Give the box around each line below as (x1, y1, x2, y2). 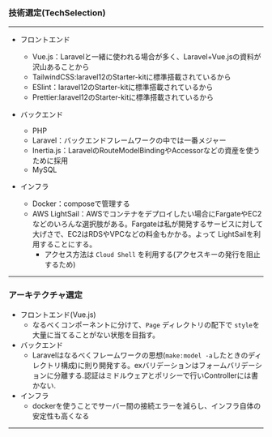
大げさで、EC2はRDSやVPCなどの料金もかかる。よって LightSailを (32, 229, 254, 239)
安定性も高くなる (32, 411, 90, 421)
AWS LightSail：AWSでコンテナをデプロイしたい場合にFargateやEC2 (32, 209, 262, 219)
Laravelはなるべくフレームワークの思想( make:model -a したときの (32, 350, 249, 360)
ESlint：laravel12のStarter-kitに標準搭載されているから (32, 83, 214, 92)
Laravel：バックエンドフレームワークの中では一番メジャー (32, 135, 227, 145)
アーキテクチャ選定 (8, 289, 83, 301)
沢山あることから (32, 62, 90, 72)
